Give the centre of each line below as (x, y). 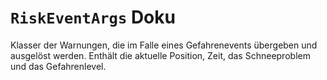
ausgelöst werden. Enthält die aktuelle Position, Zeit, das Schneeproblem (160, 55)
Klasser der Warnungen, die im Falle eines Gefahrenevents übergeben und (164, 45)
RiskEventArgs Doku (93, 17)
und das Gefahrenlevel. (58, 66)
